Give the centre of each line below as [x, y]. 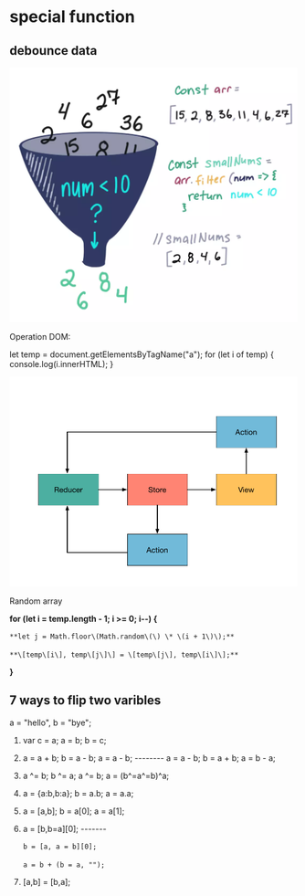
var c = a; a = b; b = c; [64, 740]
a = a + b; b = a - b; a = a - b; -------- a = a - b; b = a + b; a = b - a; [149, 758]
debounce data [53, 51]
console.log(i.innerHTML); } [62, 364]
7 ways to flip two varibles [85, 701]
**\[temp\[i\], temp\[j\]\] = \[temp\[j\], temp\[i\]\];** [124, 655]
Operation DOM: [40, 337]
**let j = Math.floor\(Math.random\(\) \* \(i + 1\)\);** [122, 637]
